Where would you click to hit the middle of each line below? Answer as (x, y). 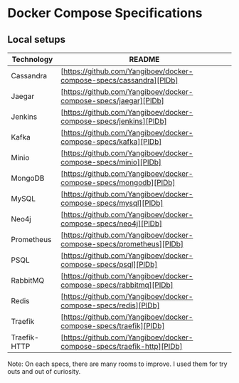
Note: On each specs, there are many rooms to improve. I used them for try (117, 364)
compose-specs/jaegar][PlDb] (112, 101)
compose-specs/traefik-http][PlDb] (121, 346)
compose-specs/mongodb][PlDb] (118, 183)
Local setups (37, 40)
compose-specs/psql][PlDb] (109, 264)
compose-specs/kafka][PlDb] (111, 142)
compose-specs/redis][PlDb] (110, 305)
